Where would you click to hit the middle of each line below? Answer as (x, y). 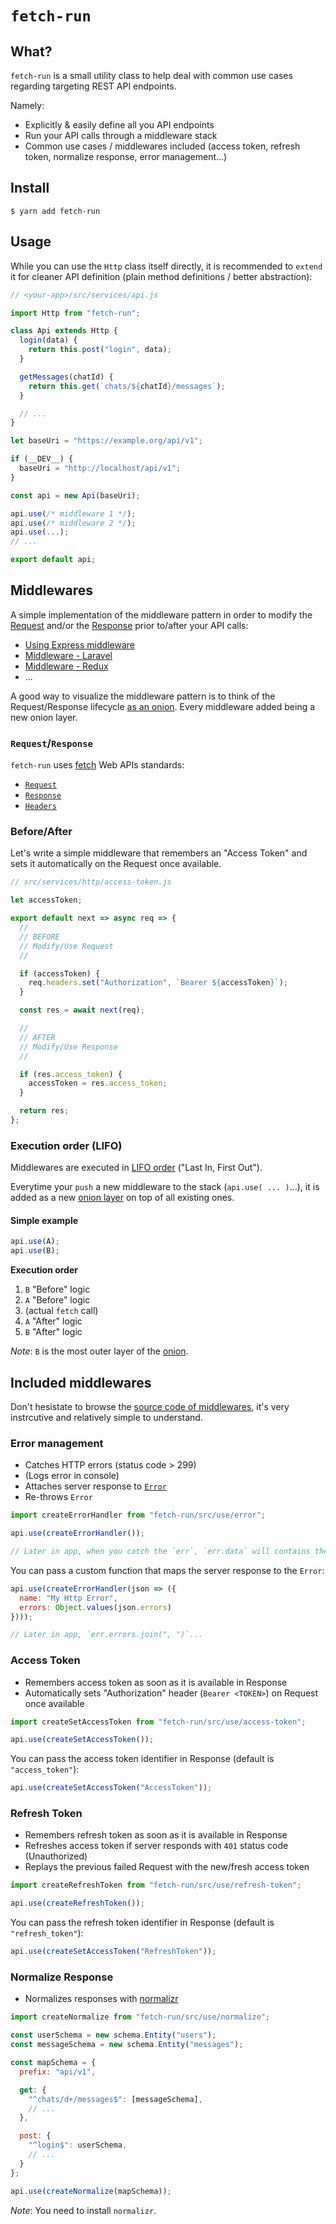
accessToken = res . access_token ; (98, 1083)
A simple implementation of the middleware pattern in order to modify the (161, 614)
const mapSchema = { (53, 2063)
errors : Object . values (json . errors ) (95, 1607)
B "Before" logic (57, 1289)
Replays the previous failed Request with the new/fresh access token (167, 1867)
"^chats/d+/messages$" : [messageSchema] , (115, 2099)
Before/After (41, 832)
